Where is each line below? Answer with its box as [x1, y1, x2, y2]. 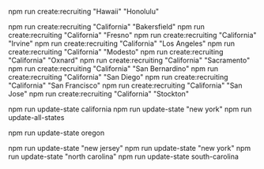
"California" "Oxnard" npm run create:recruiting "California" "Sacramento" [8, 55, 251, 65]
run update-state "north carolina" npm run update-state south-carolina [8, 152, 239, 161]
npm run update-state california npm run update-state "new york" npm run [8, 104, 252, 114]
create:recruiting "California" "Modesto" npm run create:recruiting [8, 47, 224, 56]
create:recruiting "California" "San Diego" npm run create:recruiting [8, 73, 228, 81]
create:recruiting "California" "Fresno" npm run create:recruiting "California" [8, 31, 257, 39]
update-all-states [8, 113, 65, 122]
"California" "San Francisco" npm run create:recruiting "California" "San [8, 81, 243, 90]
